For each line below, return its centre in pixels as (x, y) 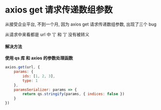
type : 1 (30, 81)
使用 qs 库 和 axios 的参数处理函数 (39, 58)
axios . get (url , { (23, 67)
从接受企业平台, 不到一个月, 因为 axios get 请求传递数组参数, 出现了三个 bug (81, 24)
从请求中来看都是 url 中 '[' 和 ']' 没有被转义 (47, 34)
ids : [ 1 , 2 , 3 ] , (39, 76)
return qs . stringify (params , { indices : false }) (73, 94)
